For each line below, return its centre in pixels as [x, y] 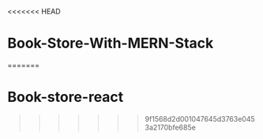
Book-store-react [66, 97]
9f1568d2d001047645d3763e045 [200, 118]
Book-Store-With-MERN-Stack [111, 43]
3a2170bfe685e [171, 127]
